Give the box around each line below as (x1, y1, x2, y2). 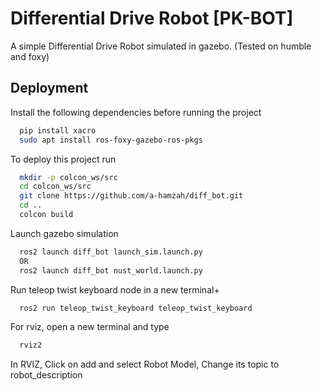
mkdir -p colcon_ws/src (19, 172, 118, 182)
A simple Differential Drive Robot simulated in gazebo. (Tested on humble (10, 40, 312, 52)
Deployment (10, 80, 89, 97)
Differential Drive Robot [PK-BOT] (10, 7, 294, 30)
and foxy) (10, 50, 50, 62)
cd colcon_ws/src (19, 182, 92, 192)
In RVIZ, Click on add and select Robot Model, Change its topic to (10, 358, 280, 371)
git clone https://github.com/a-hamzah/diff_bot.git (19, 191, 244, 201)
